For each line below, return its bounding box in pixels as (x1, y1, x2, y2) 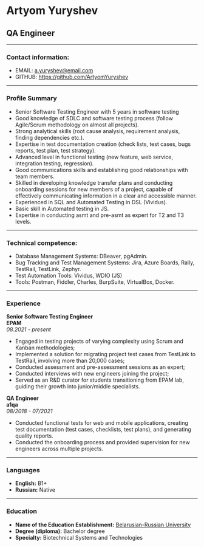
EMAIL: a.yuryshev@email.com (15, 67, 93, 74)
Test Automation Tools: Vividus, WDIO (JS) (15, 272, 123, 279)
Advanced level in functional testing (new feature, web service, (15, 153, 173, 160)
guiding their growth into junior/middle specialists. (15, 383, 141, 390)
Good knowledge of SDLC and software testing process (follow (15, 114, 173, 122)
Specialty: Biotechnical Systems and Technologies (15, 534, 143, 541)
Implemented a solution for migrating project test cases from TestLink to (15, 351, 196, 358)
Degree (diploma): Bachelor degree (15, 527, 105, 535)
